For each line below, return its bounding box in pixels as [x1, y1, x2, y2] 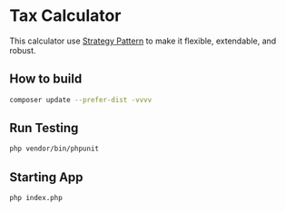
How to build [9, 72, 83, 87]
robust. [9, 44, 36, 55]
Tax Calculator [9, 5, 122, 26]
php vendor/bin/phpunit [9, 144, 100, 154]
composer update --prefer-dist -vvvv [9, 95, 152, 104]
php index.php [9, 194, 64, 203]
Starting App [9, 169, 84, 185]
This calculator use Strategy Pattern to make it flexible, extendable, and [9, 35, 277, 46]
